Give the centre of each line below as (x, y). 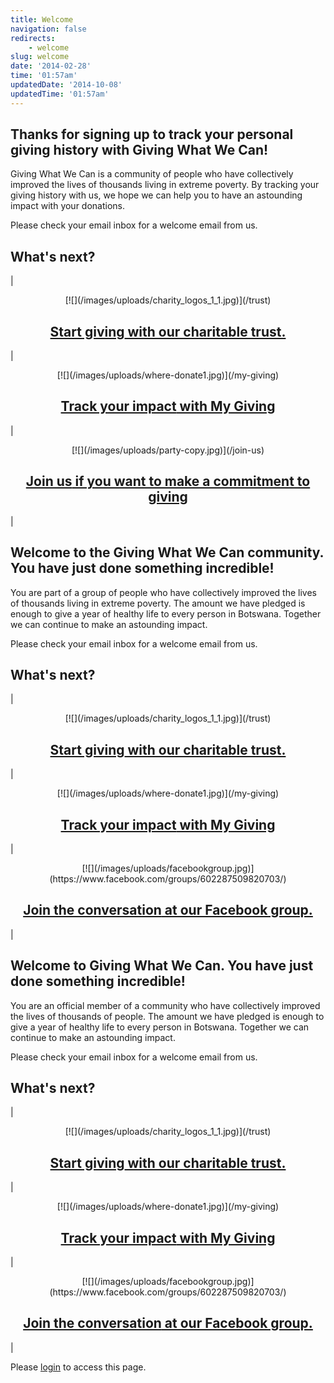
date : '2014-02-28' (51, 66)
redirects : (33, 38)
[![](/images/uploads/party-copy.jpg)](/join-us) (168, 450)
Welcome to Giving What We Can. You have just (162, 966)
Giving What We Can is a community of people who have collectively (152, 174)
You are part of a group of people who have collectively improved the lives (163, 592)
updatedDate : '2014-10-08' (66, 85)
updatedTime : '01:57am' (60, 94)
